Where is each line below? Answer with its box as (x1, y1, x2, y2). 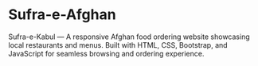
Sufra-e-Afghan (8, 6, 117, 24)
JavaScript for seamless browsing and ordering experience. (8, 49, 205, 58)
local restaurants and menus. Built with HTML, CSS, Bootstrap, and (8, 40, 229, 49)
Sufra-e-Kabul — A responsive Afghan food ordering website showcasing (8, 32, 251, 41)
